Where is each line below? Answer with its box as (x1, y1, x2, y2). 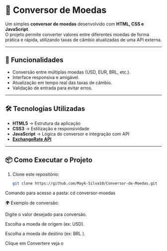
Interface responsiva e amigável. (12, 74, 80, 80)
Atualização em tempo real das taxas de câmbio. (12, 80, 112, 85)
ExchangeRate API (12, 136, 52, 142)
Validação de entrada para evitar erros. (12, 84, 93, 91)
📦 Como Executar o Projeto (5, 156, 93, 164)
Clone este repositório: (12, 171, 60, 177)
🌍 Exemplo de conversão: (5, 200, 59, 206)
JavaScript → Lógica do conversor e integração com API (12, 131, 130, 137)
